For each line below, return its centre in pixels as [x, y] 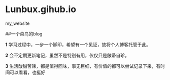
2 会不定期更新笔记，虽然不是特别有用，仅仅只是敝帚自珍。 [67, 55]
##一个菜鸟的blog [24, 33]
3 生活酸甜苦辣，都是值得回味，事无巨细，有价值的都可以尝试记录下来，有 [83, 66]
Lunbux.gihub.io [41, 9]
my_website [18, 23]
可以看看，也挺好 [27, 72]
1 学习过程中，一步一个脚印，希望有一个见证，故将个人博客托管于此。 [78, 45]
